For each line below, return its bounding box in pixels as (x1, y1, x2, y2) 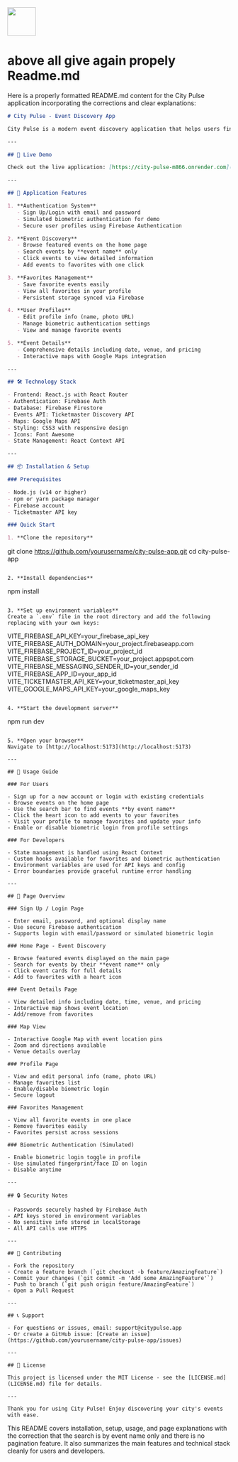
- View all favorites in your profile (16, 287, 132, 294)
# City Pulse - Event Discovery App (7, 112, 115, 119)
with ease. (7, 1412, 40, 1419)
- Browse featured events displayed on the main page (7, 955, 170, 962)
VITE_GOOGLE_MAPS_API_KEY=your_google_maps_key (7, 685, 171, 694)
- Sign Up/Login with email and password (16, 209, 141, 216)
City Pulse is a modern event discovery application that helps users (7, 125, 220, 132)
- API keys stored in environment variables (7, 1213, 141, 1220)
